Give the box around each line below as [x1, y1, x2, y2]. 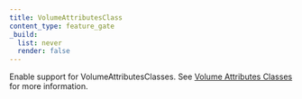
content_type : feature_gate [9, 22, 115, 31]
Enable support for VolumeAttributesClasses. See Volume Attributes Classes [9, 71, 293, 82]
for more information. [9, 81, 88, 92]
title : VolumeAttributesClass [9, 13, 124, 22]
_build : [9, 30, 39, 39]
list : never [17, 38, 63, 48]
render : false [17, 47, 70, 56]
